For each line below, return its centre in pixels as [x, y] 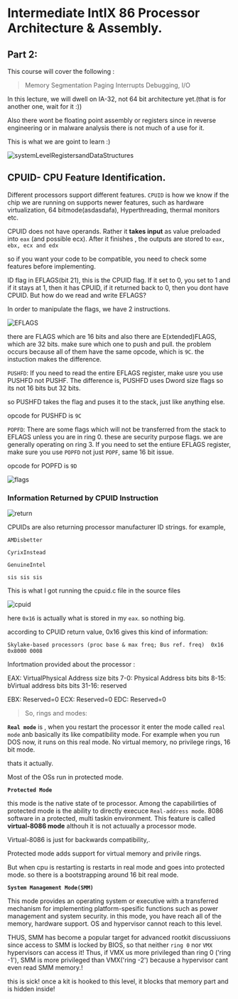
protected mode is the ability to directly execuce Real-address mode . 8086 [115, 811]
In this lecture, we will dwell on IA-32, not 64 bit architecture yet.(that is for [117, 99]
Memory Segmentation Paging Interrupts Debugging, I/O [107, 85]
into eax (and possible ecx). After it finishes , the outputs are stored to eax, [117, 239]
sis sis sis [25, 578]
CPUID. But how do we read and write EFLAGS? [77, 295]
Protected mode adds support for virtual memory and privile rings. [104, 853]
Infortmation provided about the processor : [71, 664]
